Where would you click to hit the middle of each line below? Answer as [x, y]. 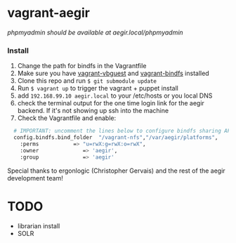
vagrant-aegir [48, 13]
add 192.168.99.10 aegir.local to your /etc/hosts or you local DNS [115, 96]
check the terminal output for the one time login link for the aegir [111, 103]
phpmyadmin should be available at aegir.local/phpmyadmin [96, 32]
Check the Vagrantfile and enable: [67, 118]
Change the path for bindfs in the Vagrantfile [82, 66]
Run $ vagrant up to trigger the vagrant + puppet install [98, 88]
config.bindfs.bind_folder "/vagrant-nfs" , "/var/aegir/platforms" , [116, 138]
